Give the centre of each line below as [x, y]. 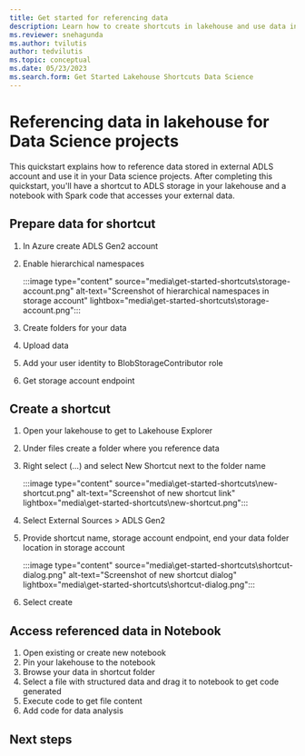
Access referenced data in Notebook [115, 631]
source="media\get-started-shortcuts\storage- [202, 281]
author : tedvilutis [46, 52]
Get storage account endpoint [79, 380]
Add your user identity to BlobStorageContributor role [123, 363]
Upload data [46, 345]
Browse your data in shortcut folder [89, 672]
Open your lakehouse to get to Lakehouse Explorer [118, 431]
